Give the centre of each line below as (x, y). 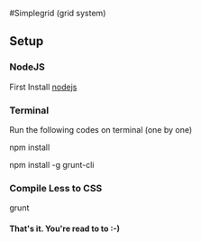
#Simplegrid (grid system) (58, 13)
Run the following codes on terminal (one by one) (101, 129)
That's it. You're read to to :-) (64, 228)
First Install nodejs (43, 87)
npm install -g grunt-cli (52, 164)
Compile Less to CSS (56, 188)
